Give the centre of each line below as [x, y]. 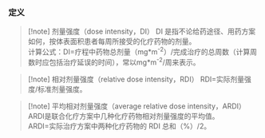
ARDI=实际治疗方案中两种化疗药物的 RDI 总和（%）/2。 [119, 126]
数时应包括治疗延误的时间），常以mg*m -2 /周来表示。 [114, 61]
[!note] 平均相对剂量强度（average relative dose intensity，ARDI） [136, 106]
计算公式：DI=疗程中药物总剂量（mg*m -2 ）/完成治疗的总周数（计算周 [142, 51]
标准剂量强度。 [62, 89]
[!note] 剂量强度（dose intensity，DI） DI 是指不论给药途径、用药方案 [142, 32]
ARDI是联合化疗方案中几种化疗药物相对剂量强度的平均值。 [123, 116]
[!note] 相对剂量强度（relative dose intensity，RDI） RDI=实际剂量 [136, 79]
